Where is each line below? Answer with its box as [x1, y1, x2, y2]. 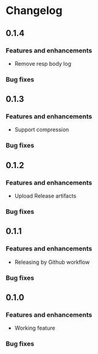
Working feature [14, 324, 55, 332]
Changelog [5, 4, 63, 18]
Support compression [14, 126, 69, 133]
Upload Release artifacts [14, 193, 77, 200]
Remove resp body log [14, 60, 71, 67]
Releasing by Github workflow [14, 258, 90, 266]
